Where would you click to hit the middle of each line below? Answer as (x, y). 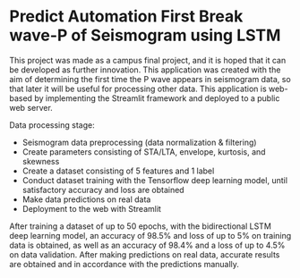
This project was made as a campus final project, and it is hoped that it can (148, 60)
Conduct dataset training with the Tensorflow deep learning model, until (155, 180)
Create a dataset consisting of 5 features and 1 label (118, 171)
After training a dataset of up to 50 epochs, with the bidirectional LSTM (140, 226)
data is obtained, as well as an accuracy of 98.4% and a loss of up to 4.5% (147, 245)
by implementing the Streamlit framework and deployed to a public (157, 98)
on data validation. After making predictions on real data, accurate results (145, 254)
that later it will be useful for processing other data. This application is (138, 88)
